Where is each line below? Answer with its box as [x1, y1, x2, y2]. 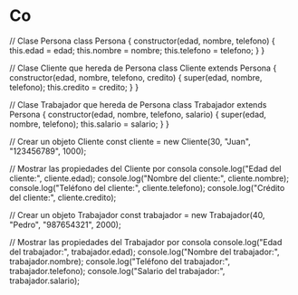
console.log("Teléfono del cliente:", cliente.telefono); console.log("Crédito [9, 182, 285, 193]
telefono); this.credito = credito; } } [9, 81, 139, 92]
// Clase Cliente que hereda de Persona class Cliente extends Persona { [9, 62, 277, 73]
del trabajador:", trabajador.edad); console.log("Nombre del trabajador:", [9, 246, 280, 257]
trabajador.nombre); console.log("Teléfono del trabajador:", [9, 255, 231, 267]
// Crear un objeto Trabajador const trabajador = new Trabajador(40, [9, 209, 265, 220]
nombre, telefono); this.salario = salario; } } [9, 119, 170, 129]
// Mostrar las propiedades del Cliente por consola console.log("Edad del [9, 163, 282, 174]
